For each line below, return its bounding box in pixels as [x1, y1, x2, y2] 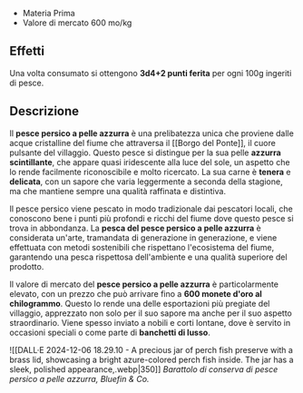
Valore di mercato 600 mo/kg [22, 17, 132, 28]
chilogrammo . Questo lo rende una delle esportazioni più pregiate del [9, 298, 270, 309]
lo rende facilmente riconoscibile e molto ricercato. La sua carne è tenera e [9, 166, 292, 177]
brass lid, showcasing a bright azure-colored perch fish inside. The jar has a [9, 354, 294, 365]
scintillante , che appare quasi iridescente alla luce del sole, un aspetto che [9, 156, 290, 167]
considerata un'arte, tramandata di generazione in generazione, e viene [9, 231, 278, 243]
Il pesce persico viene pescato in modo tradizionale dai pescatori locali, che [9, 203, 293, 214]
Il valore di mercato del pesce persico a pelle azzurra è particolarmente [9, 279, 279, 290]
